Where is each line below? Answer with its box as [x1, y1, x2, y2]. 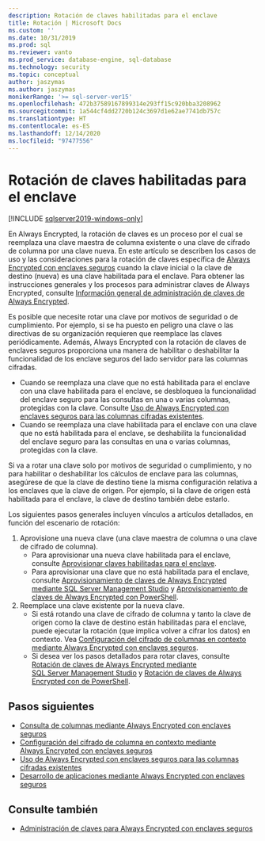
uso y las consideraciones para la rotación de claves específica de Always [8, 254, 251, 264]
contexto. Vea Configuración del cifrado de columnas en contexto [31, 635, 247, 644]
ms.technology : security [8, 63, 90, 71]
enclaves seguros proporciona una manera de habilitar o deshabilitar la [8, 346, 240, 355]
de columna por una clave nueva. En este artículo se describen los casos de [8, 247, 256, 256]
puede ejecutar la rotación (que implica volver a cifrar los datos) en [31, 626, 251, 636]
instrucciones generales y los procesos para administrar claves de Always [8, 280, 251, 289]
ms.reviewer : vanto [8, 48, 73, 56]
